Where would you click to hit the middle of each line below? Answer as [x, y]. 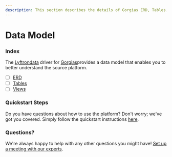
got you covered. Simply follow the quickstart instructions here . [72, 119]
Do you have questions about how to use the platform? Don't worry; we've [84, 114]
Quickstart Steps [27, 102]
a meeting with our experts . [34, 149]
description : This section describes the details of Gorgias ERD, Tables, [87, 10]
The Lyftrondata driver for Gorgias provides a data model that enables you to [85, 62]
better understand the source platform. [46, 68]
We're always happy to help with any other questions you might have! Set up [86, 143]
